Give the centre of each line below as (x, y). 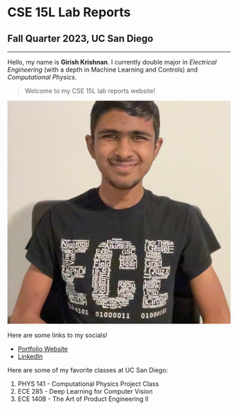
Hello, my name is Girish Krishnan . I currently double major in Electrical (112, 62)
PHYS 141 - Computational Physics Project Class (88, 384)
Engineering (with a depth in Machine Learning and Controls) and (103, 69)
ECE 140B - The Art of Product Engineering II (83, 399)
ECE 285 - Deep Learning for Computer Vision (85, 391)
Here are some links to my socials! (57, 335)
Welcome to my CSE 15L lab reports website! (90, 91)
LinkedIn (30, 356)
